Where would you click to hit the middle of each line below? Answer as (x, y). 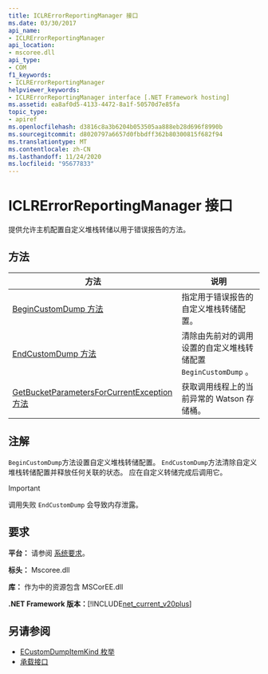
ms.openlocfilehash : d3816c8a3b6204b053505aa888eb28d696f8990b (116, 127)
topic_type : (28, 112)
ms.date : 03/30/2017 (43, 23)
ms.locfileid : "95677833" (51, 164)
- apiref (23, 120)
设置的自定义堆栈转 (217, 348)
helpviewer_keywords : (44, 90)
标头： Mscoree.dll (39, 570)
